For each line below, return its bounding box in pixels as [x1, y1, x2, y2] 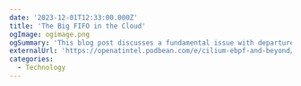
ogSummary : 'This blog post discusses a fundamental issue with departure [9, 38, 295, 47]
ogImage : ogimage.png [9, 30, 90, 39]
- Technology [17, 64, 66, 73]
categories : [9, 55, 54, 64]
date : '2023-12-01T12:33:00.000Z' [9, 13, 139, 22]
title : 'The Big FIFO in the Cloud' [9, 21, 146, 30]
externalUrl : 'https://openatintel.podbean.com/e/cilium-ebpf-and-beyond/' [9, 47, 298, 56]
